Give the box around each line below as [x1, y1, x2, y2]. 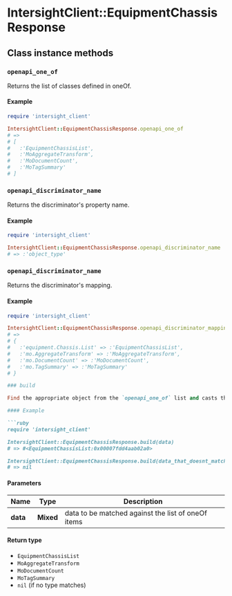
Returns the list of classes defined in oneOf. [7, 82, 132, 90]
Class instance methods [7, 47, 114, 59]
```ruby [7, 420, 30, 427]
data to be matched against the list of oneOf [64, 508, 207, 518]
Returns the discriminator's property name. [7, 201, 130, 209]
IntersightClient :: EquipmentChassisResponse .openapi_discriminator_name [7, 244, 221, 252]
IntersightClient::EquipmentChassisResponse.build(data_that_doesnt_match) [7, 458, 230, 465]
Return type [7, 536, 43, 544]
